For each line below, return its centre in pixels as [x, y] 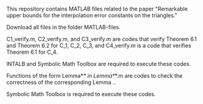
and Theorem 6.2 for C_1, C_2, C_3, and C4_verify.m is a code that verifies [99, 46]
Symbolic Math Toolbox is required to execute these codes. [81, 94]
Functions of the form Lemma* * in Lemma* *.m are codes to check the [94, 76]
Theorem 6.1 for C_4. [32, 52]
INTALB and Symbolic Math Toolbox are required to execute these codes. [99, 64]
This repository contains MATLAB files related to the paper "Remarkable [97, 9]
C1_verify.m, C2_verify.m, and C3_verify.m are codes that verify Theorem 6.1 [102, 39]
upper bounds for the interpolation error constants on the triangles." [92, 15]
